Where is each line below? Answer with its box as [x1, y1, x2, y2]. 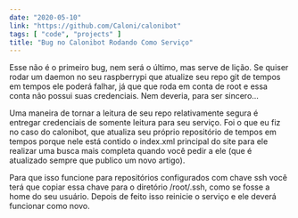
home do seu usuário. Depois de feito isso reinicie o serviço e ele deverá [9, 191, 277, 202]
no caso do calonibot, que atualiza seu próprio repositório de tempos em [9, 126, 277, 138]
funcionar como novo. [9, 201, 91, 212]
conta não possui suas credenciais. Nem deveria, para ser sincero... [9, 91, 259, 101]
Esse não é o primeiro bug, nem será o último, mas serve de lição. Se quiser [9, 62, 289, 73]
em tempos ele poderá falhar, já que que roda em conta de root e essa [9, 81, 268, 92]
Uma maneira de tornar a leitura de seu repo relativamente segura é [9, 108, 259, 118]
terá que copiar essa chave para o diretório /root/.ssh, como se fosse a [9, 182, 270, 192]
